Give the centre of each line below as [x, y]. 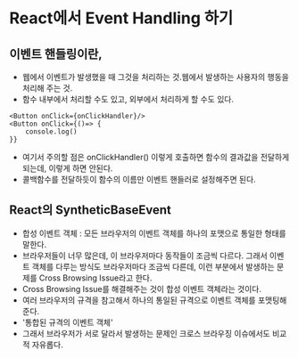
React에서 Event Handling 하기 [121, 18]
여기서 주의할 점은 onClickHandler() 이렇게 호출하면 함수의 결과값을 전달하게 [156, 157]
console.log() [51, 132]
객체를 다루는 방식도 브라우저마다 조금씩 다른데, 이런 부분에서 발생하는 [153, 266]
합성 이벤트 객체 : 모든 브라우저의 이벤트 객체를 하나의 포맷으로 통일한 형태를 [154, 233]
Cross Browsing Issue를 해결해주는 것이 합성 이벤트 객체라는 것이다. [141, 289]
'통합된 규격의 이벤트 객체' [67, 322]
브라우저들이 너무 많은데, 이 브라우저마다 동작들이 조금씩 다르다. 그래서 [145, 256]
